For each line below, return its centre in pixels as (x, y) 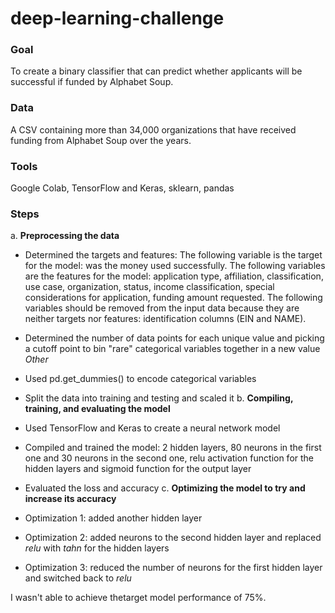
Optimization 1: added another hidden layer (113, 518)
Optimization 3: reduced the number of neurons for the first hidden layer (173, 568)
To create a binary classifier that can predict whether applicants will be (156, 71)
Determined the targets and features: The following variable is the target (173, 255)
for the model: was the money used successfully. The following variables (175, 266)
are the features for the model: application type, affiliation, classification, (174, 276)
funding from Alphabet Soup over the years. (101, 140)
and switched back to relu (78, 578)
